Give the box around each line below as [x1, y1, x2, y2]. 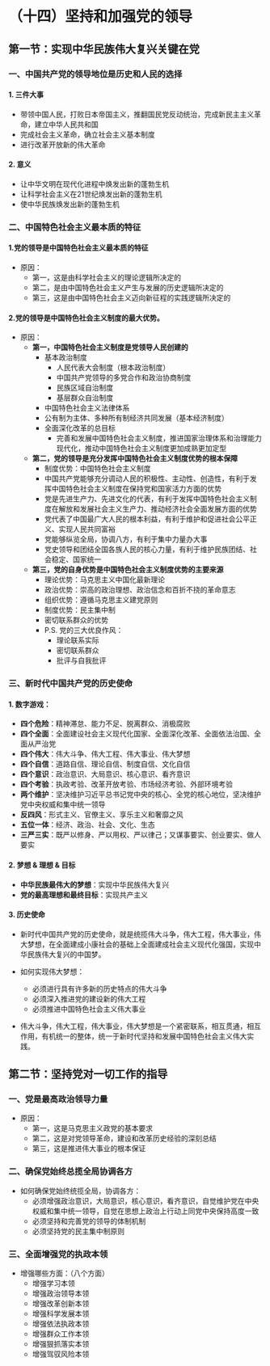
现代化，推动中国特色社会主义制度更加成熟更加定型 [56, 444, 227, 453]
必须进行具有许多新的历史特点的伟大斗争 [32, 984, 167, 993]
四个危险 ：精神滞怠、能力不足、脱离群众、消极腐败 [19, 719, 191, 728]
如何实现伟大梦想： [19, 967, 85, 976]
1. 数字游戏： [8, 699, 51, 709]
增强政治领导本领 [32, 1288, 90, 1298]
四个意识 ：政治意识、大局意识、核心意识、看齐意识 [19, 769, 191, 779]
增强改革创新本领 [32, 1299, 90, 1309]
